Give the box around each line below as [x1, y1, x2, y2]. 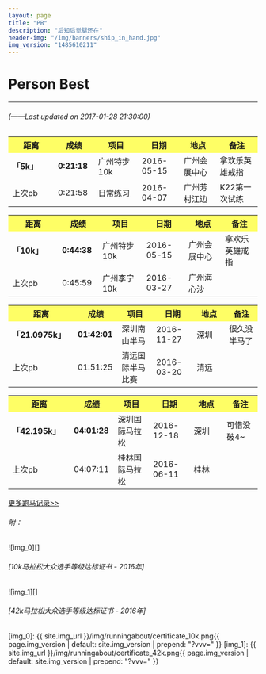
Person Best [8, 75, 90, 94]
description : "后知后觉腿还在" [8, 26, 103, 34]
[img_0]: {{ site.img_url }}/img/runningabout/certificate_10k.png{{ [8, 631, 220, 641]
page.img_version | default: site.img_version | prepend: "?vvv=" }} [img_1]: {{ [8, 639, 256, 649]
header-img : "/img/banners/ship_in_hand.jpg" [8, 33, 161, 42]
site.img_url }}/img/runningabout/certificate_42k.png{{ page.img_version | [8, 648, 249, 657]
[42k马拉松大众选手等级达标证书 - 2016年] [8, 606, 146, 615]
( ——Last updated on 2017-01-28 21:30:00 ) [8, 112, 150, 121]
